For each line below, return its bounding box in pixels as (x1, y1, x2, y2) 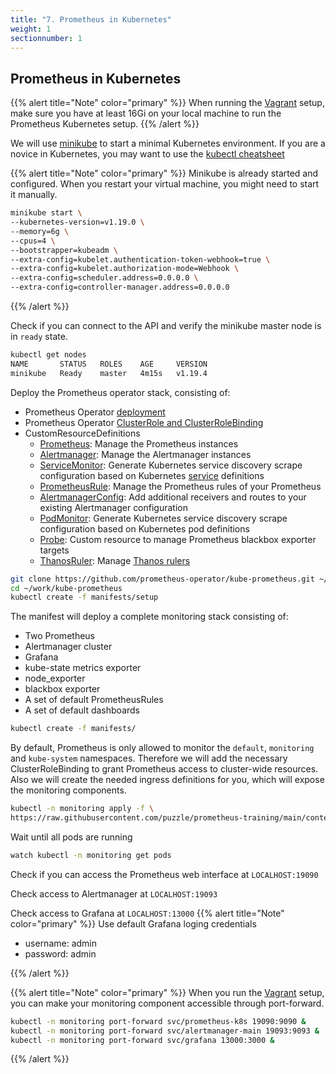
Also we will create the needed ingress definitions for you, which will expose (10, 774, 325, 786)
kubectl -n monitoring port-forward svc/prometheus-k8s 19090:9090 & (10, 1016, 307, 1026)
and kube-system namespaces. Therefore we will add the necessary (10, 752, 288, 765)
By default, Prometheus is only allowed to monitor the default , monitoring (10, 742, 315, 754)
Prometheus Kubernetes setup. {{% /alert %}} (10, 118, 200, 130)
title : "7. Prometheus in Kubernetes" (10, 14, 172, 25)
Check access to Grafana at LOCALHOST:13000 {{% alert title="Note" (10, 907, 285, 919)
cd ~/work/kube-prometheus (10, 583, 123, 593)
